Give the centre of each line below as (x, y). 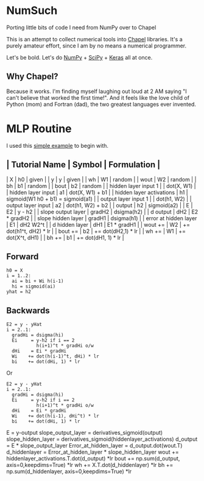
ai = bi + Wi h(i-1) (38, 281)
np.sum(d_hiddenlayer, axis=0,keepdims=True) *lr (69, 471)
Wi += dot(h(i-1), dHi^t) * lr (55, 416)
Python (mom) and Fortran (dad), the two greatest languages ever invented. (101, 104)
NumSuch (32, 11)
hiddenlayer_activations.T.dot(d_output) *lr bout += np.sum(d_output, (93, 459)
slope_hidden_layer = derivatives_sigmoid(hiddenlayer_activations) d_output (102, 439)
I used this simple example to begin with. (57, 145)
